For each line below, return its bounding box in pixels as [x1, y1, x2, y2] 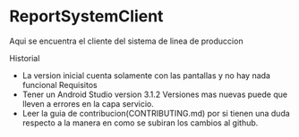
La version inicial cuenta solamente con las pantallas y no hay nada [21, 69, 271, 81]
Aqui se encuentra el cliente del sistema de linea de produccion [9, 36, 243, 46]
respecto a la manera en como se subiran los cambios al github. [21, 117, 259, 128]
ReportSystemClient [9, 6, 164, 27]
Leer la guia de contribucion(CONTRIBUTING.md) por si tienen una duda [21, 108, 291, 118]
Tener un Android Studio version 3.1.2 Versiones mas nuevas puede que [21, 89, 288, 100]
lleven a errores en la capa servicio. [21, 98, 155, 109]
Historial [9, 52, 40, 63]
